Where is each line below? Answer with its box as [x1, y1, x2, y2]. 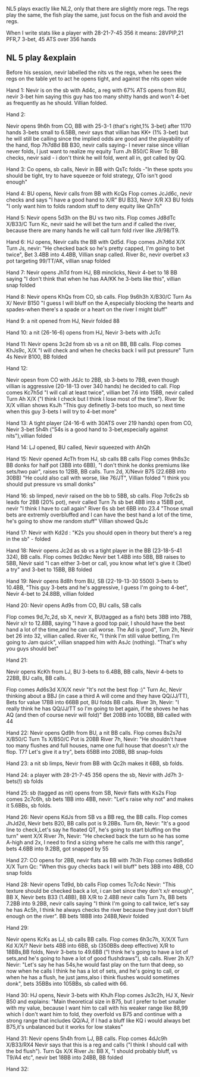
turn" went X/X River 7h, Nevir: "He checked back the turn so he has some [6, 832, 189, 840]
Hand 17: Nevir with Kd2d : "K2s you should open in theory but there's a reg [6, 529, 192, 536]
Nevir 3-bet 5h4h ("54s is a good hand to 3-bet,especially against [6, 426, 168, 433]
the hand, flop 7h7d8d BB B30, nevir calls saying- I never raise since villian [6, 141, 189, 148]
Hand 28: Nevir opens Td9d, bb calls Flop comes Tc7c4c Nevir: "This [6, 881, 176, 888]
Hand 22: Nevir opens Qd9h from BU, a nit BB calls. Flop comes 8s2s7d [6, 729, 182, 736]
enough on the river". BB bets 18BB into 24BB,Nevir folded [6, 912, 149, 920]
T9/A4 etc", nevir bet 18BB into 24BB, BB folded [6, 1054, 123, 1061]
